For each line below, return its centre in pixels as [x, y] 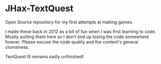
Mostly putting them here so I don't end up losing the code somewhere [77, 37]
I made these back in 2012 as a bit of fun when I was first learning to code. [81, 31]
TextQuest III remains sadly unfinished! [45, 56]
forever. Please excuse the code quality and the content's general [72, 42]
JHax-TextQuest [39, 9]
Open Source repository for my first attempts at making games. [69, 22]
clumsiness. [17, 47]
